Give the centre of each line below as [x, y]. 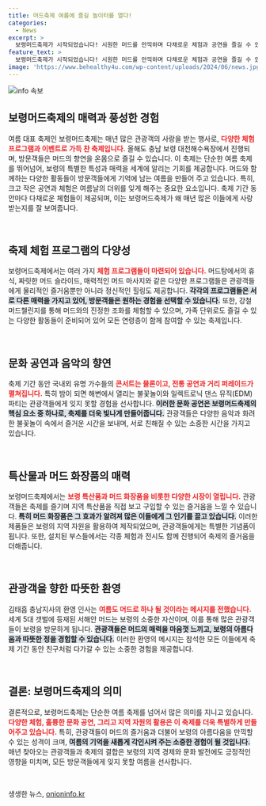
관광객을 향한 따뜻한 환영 [65, 589]
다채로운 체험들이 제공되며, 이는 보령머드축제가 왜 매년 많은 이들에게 [134, 198]
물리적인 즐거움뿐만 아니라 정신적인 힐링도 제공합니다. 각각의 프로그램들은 [136, 291]
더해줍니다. [25, 546]
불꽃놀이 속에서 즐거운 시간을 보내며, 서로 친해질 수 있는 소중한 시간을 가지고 [133, 424]
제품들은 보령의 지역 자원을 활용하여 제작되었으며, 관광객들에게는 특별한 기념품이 [132, 526]
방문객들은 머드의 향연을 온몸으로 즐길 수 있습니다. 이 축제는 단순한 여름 [128, 158]
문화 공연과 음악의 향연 [60, 363]
